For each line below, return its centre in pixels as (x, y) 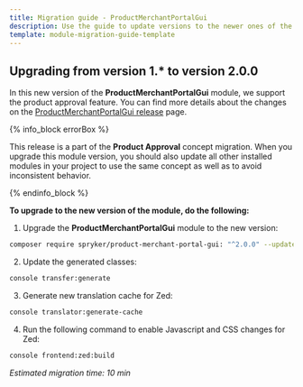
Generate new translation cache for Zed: (97, 295)
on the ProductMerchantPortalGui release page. (98, 112)
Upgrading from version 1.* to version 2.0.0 (134, 71)
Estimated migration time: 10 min (70, 373)
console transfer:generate (60, 279)
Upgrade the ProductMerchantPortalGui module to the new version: (150, 228)
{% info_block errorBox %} (60, 129)
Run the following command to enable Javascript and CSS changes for (154, 329)
